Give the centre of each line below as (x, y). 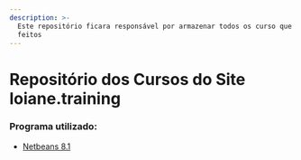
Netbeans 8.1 (46, 146)
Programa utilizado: (53, 127)
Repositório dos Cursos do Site (128, 79)
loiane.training (65, 98)
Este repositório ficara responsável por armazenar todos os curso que (155, 26)
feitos (30, 34)
